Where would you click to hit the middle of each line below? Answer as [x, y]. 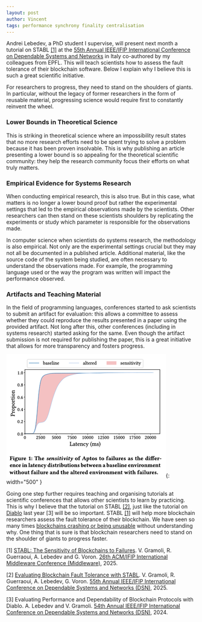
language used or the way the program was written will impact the [88, 272]
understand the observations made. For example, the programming [90, 265]
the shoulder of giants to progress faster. [57, 539]
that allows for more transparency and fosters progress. [75, 346]
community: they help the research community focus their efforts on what [98, 161]
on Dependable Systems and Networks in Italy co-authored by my [88, 56]
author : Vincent [27, 19]
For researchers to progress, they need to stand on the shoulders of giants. [99, 87]
